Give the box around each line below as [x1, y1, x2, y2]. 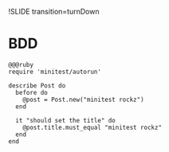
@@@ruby [8, 60, 34, 68]
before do [15, 88, 48, 96]
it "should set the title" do [15, 116, 116, 124]
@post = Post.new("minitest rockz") [22, 95, 145, 103]
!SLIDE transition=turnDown [8, 7, 100, 16]
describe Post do [8, 81, 66, 90]
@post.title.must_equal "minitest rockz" [22, 123, 162, 131]
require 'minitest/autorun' [8, 68, 102, 76]
